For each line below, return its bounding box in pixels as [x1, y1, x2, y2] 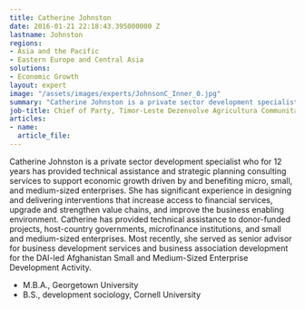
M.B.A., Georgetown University [22, 279, 139, 290]
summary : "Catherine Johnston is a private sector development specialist [9, 97, 299, 107]
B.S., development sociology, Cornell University [22, 289, 202, 300]
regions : [9, 38, 43, 48]
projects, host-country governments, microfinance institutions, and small [9, 223, 281, 234]
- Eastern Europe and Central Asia [9, 55, 144, 64]
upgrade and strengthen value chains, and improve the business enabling [9, 204, 284, 215]
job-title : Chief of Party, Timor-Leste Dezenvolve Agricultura [9, 106, 258, 115]
